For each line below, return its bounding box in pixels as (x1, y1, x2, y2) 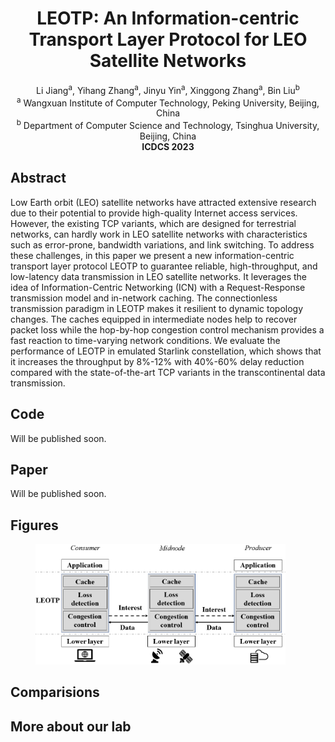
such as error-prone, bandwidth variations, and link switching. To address (10, 238, 315, 251)
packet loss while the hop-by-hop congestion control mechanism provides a (10, 323, 325, 336)
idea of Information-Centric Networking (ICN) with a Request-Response (10, 281, 306, 293)
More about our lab (10, 718, 132, 735)
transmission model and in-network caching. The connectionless (10, 292, 278, 304)
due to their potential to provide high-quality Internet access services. (10, 207, 298, 219)
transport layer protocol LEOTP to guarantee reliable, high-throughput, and (10, 260, 318, 272)
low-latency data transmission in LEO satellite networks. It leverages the (10, 270, 308, 282)
